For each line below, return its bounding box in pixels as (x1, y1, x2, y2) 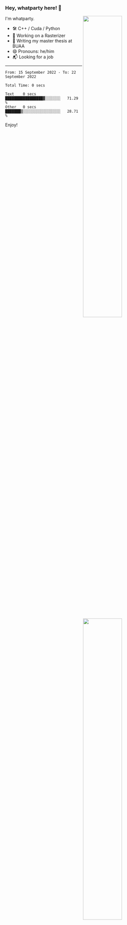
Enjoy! (5, 122, 18, 128)
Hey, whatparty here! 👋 (5, 4, 62, 11)
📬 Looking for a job (12, 54, 53, 60)
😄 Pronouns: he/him (12, 48, 54, 54)
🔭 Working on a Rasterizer (12, 33, 66, 39)
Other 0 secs (5, 105, 37, 110)
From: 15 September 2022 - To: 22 (5, 70, 77, 75)
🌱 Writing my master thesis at (12, 38, 73, 44)
